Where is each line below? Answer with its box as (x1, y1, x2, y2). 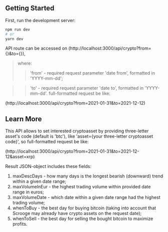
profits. (12, 221, 28, 227)
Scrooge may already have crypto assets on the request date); (12, 210, 142, 216)
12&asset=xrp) (5, 154, 35, 160)
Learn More (5, 115, 42, 123)
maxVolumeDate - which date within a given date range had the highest (12, 194, 160, 200)
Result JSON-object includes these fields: (5, 163, 92, 169)
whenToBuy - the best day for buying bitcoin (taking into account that (12, 205, 156, 211)
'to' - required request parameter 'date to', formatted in (30, 85, 144, 91)
